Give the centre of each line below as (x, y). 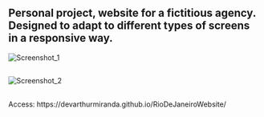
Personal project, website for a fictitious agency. (132, 13)
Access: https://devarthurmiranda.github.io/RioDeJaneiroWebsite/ (118, 104)
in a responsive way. (61, 38)
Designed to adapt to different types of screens (129, 26)
